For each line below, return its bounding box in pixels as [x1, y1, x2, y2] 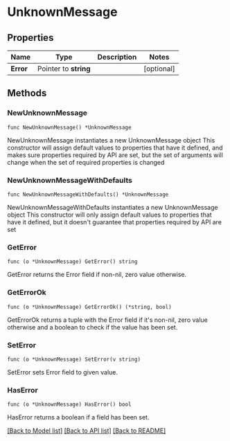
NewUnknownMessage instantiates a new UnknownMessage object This [7, 136, 215, 144]
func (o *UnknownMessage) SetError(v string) [7, 356, 141, 363]
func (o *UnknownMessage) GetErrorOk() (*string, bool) [7, 303, 172, 310]
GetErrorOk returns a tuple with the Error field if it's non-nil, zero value [7, 316, 208, 324]
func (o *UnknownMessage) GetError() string [7, 258, 138, 265]
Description [97, 53, 137, 62]
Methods [7, 87, 47, 99]
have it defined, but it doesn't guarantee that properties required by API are [7, 217, 222, 226]
